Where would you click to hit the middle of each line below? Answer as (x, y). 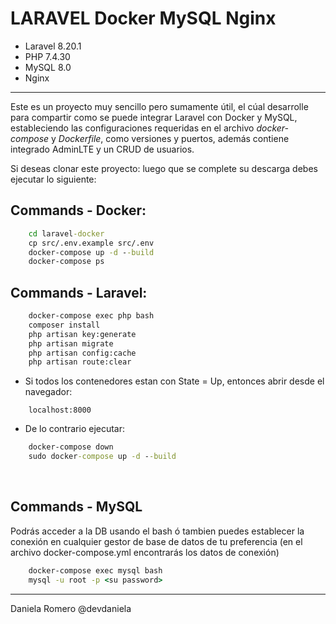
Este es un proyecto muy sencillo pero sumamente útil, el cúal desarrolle (159, 106)
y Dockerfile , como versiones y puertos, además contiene (170, 138)
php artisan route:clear (80, 362)
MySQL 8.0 (48, 67)
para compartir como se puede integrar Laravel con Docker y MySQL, (154, 117)
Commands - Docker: (78, 210)
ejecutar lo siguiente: (53, 179)
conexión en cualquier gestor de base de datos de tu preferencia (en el (156, 541)
